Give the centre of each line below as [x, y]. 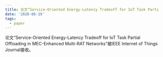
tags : [10, 19]
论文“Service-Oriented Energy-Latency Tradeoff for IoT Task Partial [73, 38]
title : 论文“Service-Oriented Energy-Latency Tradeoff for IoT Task [75, 9]
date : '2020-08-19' [25, 14]
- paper [17, 23]
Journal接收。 [19, 50]
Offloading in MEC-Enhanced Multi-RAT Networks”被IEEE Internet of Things [81, 44]
